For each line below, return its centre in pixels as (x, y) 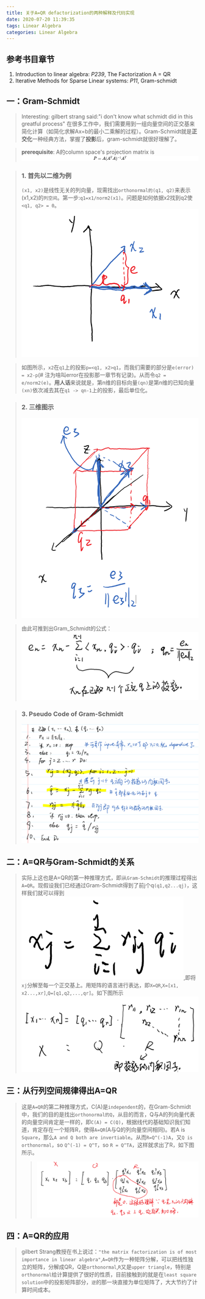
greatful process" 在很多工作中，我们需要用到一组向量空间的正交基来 (108, 123)
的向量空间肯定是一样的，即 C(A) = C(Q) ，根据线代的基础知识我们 (103, 1122)
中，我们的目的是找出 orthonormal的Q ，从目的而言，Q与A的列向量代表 (108, 1114)
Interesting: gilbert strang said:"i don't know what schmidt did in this (107, 116)
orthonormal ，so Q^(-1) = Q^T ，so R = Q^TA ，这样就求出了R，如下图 (108, 1145)
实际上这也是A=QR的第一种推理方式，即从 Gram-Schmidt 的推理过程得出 (109, 878)
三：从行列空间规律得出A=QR (62, 1091)
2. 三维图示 (38, 407)
